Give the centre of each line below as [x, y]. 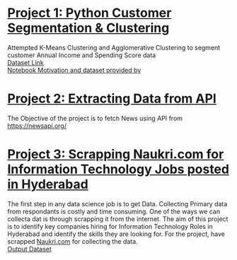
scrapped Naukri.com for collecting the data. [73, 241]
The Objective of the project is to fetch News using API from [95, 118]
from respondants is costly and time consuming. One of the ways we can [114, 211]
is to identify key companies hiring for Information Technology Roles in [110, 226]
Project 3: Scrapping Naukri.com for [116, 154]
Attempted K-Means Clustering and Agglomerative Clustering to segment [114, 47]
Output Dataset [29, 249]
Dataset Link [25, 62]
